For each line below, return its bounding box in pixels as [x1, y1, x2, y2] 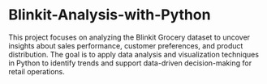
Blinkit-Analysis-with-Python [8, 6, 211, 24]
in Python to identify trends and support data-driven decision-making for [8, 58, 252, 68]
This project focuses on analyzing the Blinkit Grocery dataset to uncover [8, 32, 250, 42]
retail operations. [8, 66, 65, 76]
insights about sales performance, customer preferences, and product [8, 40, 243, 50]
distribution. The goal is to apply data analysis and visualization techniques [8, 49, 260, 59]
